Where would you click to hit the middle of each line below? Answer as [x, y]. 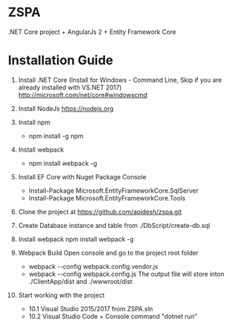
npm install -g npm [56, 135]
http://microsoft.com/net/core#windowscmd [82, 95]
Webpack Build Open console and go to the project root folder [108, 253]
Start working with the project [61, 295]
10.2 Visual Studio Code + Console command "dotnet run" [113, 316]
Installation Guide [61, 60]
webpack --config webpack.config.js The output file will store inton [126, 274]
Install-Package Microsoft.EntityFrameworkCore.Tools [107, 198]
